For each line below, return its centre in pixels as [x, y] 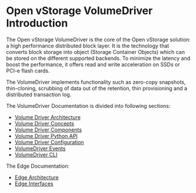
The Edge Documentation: [38, 166]
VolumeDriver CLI [36, 154]
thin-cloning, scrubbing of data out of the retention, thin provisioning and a [97, 88]
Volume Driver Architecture [48, 117]
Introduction [37, 23]
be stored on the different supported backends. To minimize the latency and [98, 58]
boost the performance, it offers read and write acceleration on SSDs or [93, 64]
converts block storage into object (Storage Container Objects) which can [96, 52]
